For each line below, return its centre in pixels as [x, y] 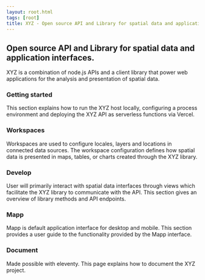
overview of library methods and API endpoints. [66, 199]
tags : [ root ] [23, 18]
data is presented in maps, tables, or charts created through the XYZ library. [102, 157]
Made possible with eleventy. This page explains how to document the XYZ [101, 263]
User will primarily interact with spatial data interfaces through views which [101, 186]
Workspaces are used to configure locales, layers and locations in [89, 144]
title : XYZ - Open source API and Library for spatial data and [90, 23]
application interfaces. [50, 58]
